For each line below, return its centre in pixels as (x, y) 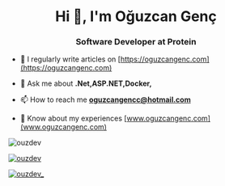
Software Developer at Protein (136, 42)
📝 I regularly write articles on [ (70, 59)
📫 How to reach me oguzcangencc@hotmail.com (106, 99)
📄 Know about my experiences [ (73, 118)
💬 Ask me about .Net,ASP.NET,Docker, (86, 83)
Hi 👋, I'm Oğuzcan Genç (136, 17)
